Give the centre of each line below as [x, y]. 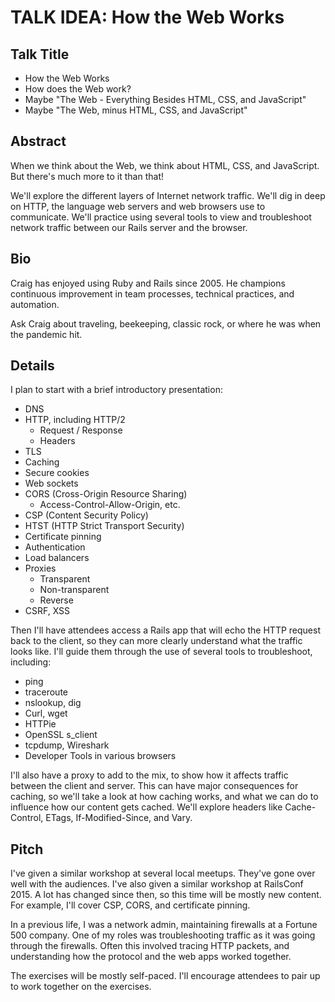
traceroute [46, 692]
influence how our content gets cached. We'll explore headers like [146, 807]
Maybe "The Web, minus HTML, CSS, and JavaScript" [136, 110]
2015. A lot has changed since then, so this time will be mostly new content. [166, 895]
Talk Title [40, 54]
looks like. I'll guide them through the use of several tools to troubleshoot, [161, 652]
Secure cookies [57, 473]
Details [32, 366]
